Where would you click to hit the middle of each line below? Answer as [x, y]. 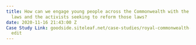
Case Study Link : [27, 28]
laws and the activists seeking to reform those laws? [79, 17]
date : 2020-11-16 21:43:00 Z [41, 22]
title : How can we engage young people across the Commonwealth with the [98, 11]
